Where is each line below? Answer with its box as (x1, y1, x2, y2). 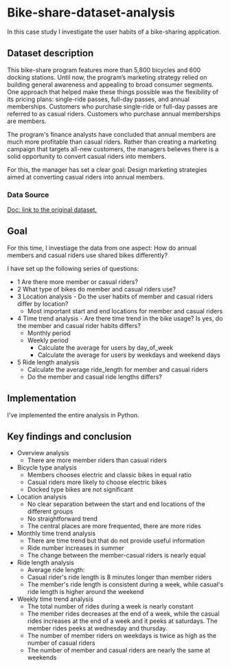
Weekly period (27, 336, 69, 345)
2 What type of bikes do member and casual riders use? (16, 285, 176, 293)
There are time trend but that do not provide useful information (27, 536, 205, 545)
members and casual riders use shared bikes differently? (7, 251, 168, 259)
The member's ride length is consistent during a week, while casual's (27, 580, 224, 589)
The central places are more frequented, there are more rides (27, 522, 201, 530)
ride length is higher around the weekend (27, 588, 144, 596)
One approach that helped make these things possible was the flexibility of (7, 87, 218, 96)
